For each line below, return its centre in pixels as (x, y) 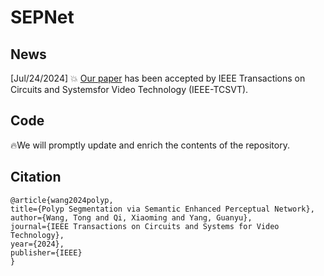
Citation (36, 177)
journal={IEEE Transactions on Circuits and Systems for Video (145, 226)
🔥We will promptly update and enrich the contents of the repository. (150, 145)
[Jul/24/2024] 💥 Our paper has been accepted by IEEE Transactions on (158, 78)
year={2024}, (37, 244)
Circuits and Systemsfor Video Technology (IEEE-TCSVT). (129, 89)
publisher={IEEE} (46, 252)
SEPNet (42, 17)
